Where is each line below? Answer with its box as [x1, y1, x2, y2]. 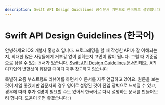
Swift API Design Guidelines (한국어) [5, 30, 155, 41]
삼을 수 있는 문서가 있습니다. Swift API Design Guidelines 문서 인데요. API [14, 60, 157, 66]
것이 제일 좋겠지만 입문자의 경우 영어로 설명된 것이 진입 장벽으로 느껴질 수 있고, [5, 82, 157, 88]
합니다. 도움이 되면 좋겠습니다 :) [10, 95, 72, 101]
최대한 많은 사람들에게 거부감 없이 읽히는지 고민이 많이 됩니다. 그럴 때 [11, 53, 145, 59]
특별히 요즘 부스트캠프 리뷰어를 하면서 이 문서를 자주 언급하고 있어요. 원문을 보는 [5, 76, 160, 82]
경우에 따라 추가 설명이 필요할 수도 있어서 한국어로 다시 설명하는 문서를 [5, 88, 141, 94]
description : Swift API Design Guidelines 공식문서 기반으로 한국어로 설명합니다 [5, 7, 160, 12]
